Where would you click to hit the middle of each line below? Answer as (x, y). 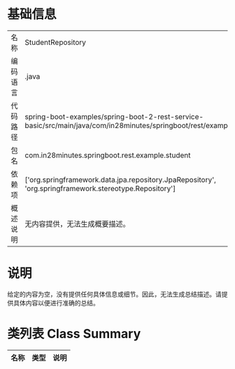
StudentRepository (55, 42)
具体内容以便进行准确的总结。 (56, 302)
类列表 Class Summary (74, 334)
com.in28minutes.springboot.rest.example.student (108, 155)
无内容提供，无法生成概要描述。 (78, 223)
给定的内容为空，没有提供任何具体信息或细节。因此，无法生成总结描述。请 (114, 294)
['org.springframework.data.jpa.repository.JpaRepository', (121, 179)
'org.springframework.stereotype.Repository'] (100, 188)
